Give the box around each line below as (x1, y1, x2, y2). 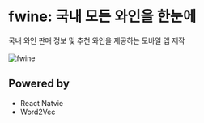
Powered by (8, 77, 70, 91)
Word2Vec (19, 107, 56, 117)
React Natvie (19, 98, 63, 108)
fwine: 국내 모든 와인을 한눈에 (8, 7, 197, 26)
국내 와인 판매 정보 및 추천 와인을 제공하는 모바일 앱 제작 (8, 36, 185, 45)
